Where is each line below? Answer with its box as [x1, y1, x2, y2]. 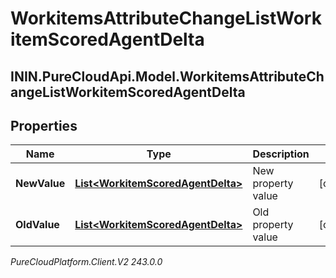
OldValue [15, 218, 60, 232]
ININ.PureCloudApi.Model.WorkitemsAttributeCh [10, 68, 325, 85]
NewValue [15, 177, 66, 191]
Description [252, 147, 310, 161]
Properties [10, 117, 78, 134]
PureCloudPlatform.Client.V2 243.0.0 [10, 256, 163, 268]
